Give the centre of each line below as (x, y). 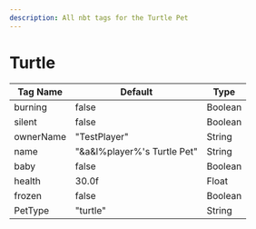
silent (26, 122)
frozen (28, 195)
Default (137, 92)
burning (31, 107)
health (27, 181)
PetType (32, 210)
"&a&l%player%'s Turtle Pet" (136, 151)
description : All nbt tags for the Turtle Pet (99, 18)
